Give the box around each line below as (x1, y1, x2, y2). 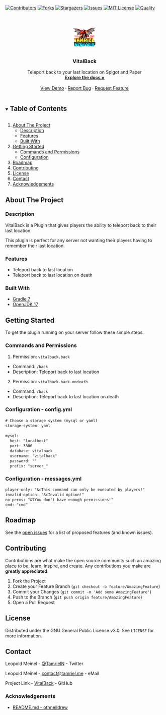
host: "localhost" (10, 438, 49, 443)
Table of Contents (10, 104, 67, 113)
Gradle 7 (12, 296, 31, 302)
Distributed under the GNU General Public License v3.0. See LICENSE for (5, 627, 154, 633)
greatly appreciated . (5, 568, 49, 574)
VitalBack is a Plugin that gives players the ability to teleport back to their (5, 222, 156, 228)
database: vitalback (10, 448, 53, 453)
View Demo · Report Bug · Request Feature (40, 85, 129, 91)
